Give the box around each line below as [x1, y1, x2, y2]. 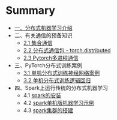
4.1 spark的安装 [23, 91, 61, 99]
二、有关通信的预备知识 [14, 31, 73, 39]
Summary [5, 4, 55, 17]
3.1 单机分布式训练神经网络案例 [23, 69, 100, 76]
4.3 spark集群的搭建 [23, 106, 73, 114]
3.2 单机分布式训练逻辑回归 [23, 76, 91, 84]
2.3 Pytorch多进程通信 [23, 54, 79, 61]
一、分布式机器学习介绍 [14, 24, 73, 31]
